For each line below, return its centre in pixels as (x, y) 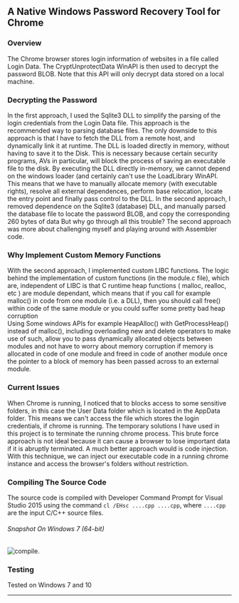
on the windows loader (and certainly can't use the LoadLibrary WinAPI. (113, 176)
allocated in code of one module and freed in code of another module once (117, 354)
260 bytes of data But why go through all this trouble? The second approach (119, 221)
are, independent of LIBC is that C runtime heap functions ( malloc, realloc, (117, 286)
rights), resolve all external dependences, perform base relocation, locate (115, 191)
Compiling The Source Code (57, 482)
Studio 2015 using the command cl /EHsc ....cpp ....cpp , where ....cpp (117, 505)
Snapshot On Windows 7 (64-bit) (56, 529)
